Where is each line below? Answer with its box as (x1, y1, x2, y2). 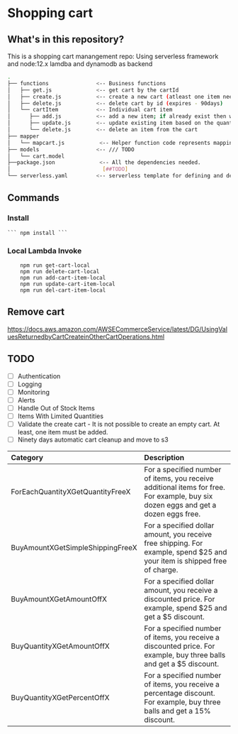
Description (144, 453, 185, 463)
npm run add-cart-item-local (20, 274, 106, 281)
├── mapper (7, 133, 40, 140)
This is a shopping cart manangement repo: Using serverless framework (7, 52, 219, 60)
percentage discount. (144, 689, 215, 699)
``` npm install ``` (7, 229, 69, 236)
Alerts (17, 395, 35, 404)
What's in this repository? (7, 33, 125, 45)
